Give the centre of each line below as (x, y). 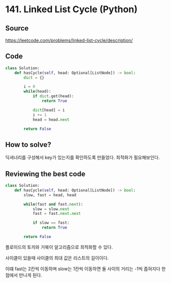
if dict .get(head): (53, 96)
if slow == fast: (51, 223)
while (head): (38, 92)
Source (17, 28)
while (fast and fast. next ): (53, 204)
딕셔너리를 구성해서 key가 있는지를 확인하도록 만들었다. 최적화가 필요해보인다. (82, 158)
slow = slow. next (51, 209)
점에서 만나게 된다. (24, 275)
